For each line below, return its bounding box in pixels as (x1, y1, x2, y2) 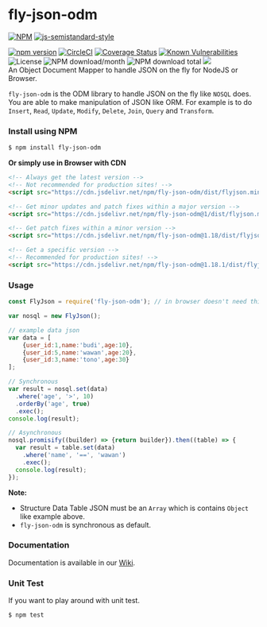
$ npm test (8, 611, 44, 619)
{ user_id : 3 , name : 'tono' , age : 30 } (22, 356, 130, 364)
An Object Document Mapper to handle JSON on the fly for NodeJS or (8, 65, 238, 75)
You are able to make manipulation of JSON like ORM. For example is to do (8, 97, 253, 106)
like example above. (19, 511, 86, 521)
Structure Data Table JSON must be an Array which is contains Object (19, 503, 249, 513)
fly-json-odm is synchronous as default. (19, 520, 152, 529)
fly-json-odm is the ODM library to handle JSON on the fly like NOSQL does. (8, 89, 252, 99)
